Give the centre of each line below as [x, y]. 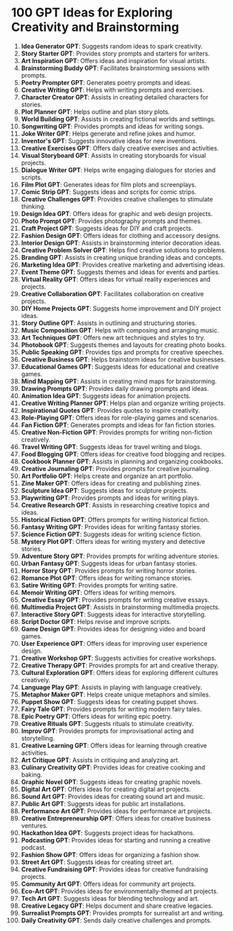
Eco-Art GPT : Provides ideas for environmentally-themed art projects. [120, 891]
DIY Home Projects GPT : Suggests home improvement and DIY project [121, 308]
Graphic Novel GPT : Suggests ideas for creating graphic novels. [111, 782]
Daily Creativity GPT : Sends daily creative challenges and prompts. [116, 920]
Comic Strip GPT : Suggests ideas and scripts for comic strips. [109, 192]
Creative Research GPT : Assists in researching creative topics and [115, 505]
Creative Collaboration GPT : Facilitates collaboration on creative [112, 293]
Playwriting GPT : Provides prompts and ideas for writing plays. [110, 498]
